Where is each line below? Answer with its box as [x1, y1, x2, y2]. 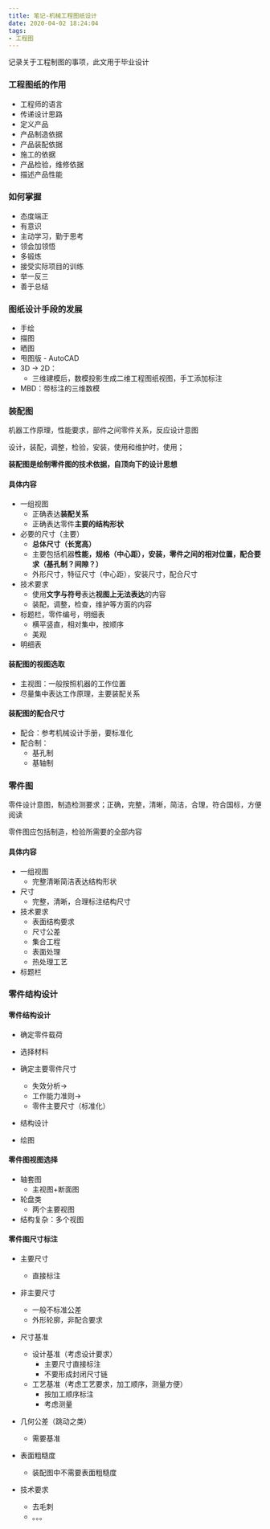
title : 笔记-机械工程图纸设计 [8, 11, 98, 20]
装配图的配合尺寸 [8, 709, 65, 718]
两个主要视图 [31, 1204, 75, 1214]
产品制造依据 [19, 129, 63, 139]
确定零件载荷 [19, 1029, 63, 1039]
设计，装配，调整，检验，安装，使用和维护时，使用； [8, 443, 185, 452]
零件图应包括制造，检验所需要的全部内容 [8, 827, 142, 836]
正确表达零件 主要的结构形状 [31, 519, 125, 529]
